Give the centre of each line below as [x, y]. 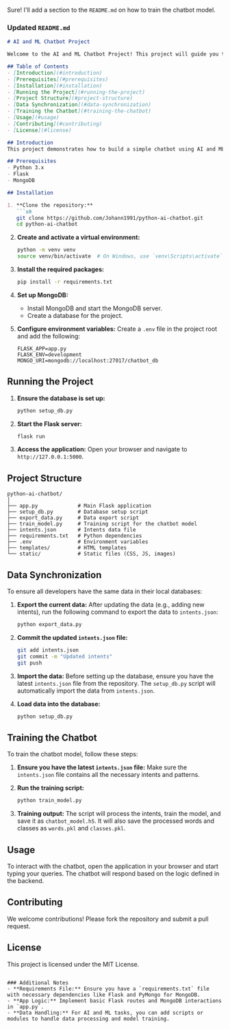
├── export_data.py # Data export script [73, 518]
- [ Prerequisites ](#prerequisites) [58, 79]
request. [19, 926]
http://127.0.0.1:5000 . [50, 457]
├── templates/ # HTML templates [67, 548]
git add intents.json [48, 650]
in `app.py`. [26, 1006]
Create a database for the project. [75, 315]
